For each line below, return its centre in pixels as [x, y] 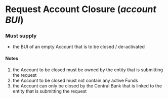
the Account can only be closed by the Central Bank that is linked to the [87, 86]
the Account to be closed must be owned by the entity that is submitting [88, 70]
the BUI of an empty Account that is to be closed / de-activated [79, 47]
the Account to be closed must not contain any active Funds [75, 80]
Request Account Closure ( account [81, 9]
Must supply [21, 36]
